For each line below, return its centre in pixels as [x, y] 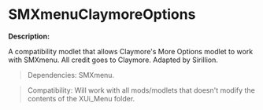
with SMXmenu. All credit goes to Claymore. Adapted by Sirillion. [113, 60]
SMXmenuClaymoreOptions [102, 15]
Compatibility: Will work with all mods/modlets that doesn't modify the [141, 90]
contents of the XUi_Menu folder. [81, 98]
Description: [29, 36]
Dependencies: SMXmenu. [71, 75]
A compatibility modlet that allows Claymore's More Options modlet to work [131, 51]
